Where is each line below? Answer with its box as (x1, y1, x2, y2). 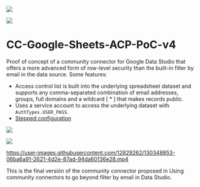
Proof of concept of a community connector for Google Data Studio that (6, 57, 186, 65)
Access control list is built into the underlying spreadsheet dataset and (15, 82, 192, 90)
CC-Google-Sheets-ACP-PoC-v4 (6, 38, 176, 51)
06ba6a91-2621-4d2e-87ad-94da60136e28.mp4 (6, 155, 129, 163)
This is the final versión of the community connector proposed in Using (6, 167, 184, 174)
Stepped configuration (15, 114, 72, 122)
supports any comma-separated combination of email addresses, (15, 88, 179, 96)
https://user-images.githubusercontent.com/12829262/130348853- (6, 149, 176, 156)
